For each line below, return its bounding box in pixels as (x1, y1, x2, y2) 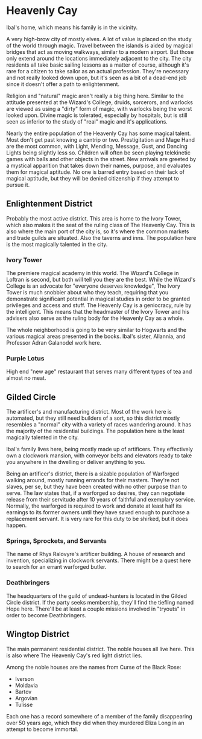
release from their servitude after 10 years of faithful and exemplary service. (6, 496, 195, 503)
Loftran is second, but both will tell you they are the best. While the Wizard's (6, 276, 196, 283)
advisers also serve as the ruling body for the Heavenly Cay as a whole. (6, 314, 185, 322)
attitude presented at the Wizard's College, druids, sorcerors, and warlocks (6, 98, 193, 106)
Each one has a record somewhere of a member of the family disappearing (6, 712, 192, 720)
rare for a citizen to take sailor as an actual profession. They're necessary (6, 67, 189, 75)
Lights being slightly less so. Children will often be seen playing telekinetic (6, 149, 191, 156)
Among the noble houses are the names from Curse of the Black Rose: (6, 663, 181, 671)
